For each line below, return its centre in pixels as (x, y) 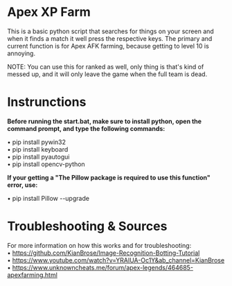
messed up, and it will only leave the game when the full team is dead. (107, 74)
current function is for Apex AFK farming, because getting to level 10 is (108, 46)
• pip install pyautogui (38, 157)
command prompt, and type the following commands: (86, 128)
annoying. (21, 53)
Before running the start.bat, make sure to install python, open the (105, 121)
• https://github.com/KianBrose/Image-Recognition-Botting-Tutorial (104, 253)
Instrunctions (47, 102)
